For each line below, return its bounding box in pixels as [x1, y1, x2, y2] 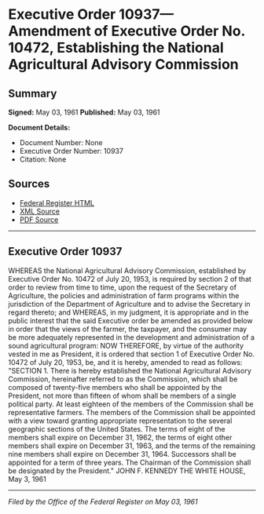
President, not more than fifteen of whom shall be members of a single [8, 391, 236, 400]
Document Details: [8, 123, 71, 132]
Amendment [8, 22, 92, 40]
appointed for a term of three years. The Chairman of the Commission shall [8, 457, 251, 467]
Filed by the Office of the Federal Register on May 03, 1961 [8, 497, 198, 506]
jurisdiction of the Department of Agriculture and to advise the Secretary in [8, 299, 251, 308]
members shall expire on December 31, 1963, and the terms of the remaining [8, 441, 255, 450]
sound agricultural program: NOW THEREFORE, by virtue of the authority [8, 341, 244, 350]
